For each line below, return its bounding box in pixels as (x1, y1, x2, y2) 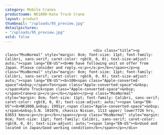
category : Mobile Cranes (5, 7, 56, 12)
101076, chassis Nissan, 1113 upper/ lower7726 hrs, (44, 108, 155, 113)
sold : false (5, 35, 30, 40)
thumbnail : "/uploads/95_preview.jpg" (5, 21, 85, 26)
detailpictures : (5, 26, 38, 30)
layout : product (5, 16, 38, 21)
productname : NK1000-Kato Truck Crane (5, 12, 85, 17)
